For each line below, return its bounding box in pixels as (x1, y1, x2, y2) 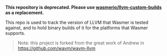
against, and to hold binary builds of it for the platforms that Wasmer (5, 25, 148, 31)
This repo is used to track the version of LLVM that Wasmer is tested (5, 20, 149, 25)
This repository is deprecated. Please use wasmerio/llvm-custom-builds (5, 5, 162, 10)
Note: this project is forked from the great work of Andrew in (17, 40, 145, 46)
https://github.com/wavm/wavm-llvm (17, 45, 95, 51)
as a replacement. (5, 10, 44, 16)
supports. (5, 30, 25, 36)
